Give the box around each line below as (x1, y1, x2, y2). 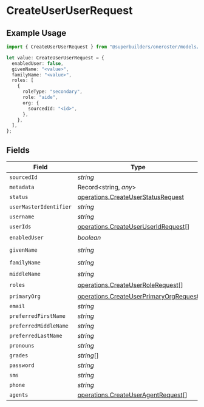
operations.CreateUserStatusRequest (77, 192, 184, 201)
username (9, 213, 35, 220)
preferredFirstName (9, 312, 66, 319)
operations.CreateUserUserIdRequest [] (77, 222, 190, 230)
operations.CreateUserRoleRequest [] (77, 281, 183, 289)
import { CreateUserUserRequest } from (6, 44, 107, 50)
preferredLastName (9, 332, 63, 339)
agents (9, 391, 29, 398)
